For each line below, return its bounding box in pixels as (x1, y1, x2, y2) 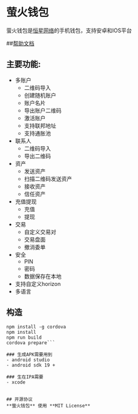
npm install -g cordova (6, 324, 67, 330)
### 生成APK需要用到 (6, 351, 53, 358)
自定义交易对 (24, 228, 56, 236)
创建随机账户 (24, 92, 56, 99)
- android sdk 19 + (6, 362, 56, 368)
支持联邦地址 (24, 122, 56, 129)
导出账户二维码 (24, 107, 62, 114)
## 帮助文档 (6, 39, 34, 47)
